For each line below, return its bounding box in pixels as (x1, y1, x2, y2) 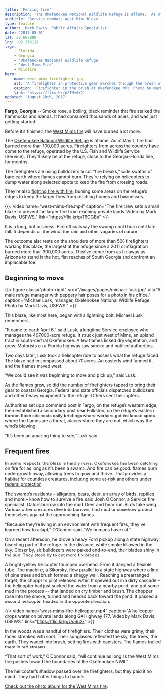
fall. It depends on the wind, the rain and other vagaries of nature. (5, 229, 139, 235)
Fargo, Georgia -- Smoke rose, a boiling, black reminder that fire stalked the (5, 108, 160, 114)
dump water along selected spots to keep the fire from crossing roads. (5, 179, 149, 185)
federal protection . (5, 481, 43, 487)
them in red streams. (5, 644, 47, 649)
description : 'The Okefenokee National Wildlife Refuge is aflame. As (5, 12, 156, 17)
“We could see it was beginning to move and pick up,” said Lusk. (5, 372, 137, 378)
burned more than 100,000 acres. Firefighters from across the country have (5, 143, 159, 149)
